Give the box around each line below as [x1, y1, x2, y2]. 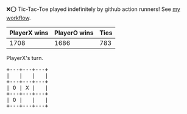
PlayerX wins [9, 29, 49, 37]
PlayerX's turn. [6, 55, 44, 61]
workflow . [6, 15, 31, 21]
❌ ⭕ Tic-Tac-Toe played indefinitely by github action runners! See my [6, 5, 181, 13]
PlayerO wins [54, 29, 94, 37]
